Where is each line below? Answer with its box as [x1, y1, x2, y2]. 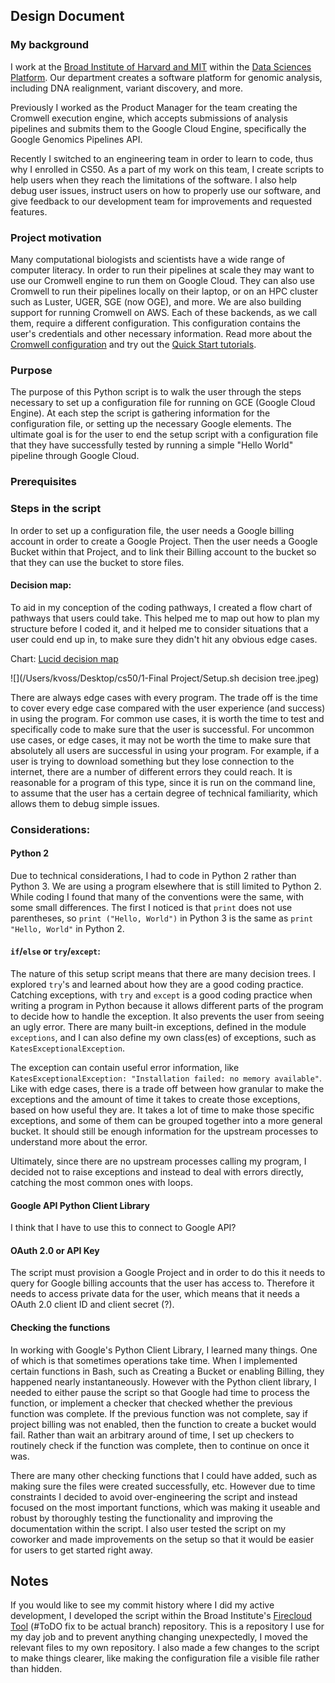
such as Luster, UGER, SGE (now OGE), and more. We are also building [10, 295, 302, 308]
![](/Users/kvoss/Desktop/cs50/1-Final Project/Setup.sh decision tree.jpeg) [10, 672, 320, 684]
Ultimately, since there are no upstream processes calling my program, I [10, 1155, 307, 1168]
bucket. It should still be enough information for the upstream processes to [10, 1125, 319, 1138]
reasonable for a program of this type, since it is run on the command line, [10, 776, 316, 788]
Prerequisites [10, 475, 77, 489]
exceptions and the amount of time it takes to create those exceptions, [10, 1094, 301, 1106]
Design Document [10, 8, 125, 25]
